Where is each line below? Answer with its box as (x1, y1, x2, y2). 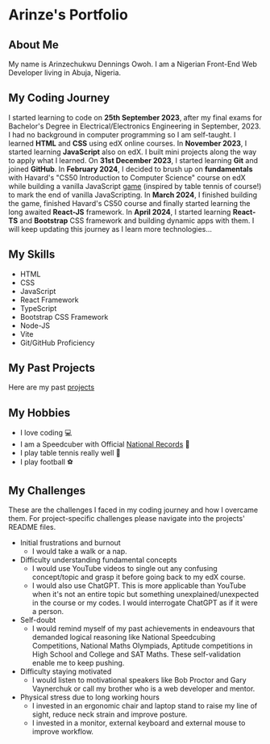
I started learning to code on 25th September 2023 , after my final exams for (8, 112, 263, 122)
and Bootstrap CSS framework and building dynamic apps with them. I (19, 216, 255, 225)
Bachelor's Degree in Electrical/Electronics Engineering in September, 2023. (8, 121, 261, 131)
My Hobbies (8, 406, 71, 419)
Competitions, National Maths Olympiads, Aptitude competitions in (31, 641, 253, 651)
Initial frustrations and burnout (19, 538, 121, 548)
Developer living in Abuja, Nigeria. (8, 68, 122, 78)
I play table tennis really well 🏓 (19, 448, 121, 458)
